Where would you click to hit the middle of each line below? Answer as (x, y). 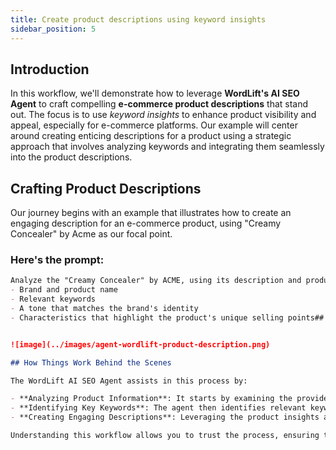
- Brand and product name (64, 290)
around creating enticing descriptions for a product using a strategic (151, 136)
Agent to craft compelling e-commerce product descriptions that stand (159, 104)
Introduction (50, 69)
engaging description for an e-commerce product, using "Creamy (146, 223)
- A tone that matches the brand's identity (104, 309)
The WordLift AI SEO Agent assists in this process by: (129, 381)
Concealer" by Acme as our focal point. (91, 234)
